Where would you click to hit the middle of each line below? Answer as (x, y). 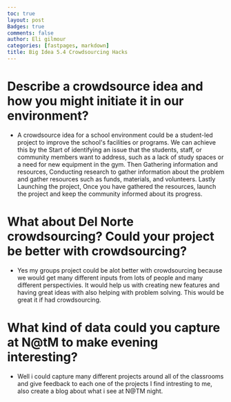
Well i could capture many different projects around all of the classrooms (120, 376)
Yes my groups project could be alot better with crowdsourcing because (120, 270)
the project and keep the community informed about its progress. (110, 194)
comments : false (30, 33)
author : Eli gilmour (37, 39)
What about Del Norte (71, 221)
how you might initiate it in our (96, 101)
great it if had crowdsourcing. (59, 300)
